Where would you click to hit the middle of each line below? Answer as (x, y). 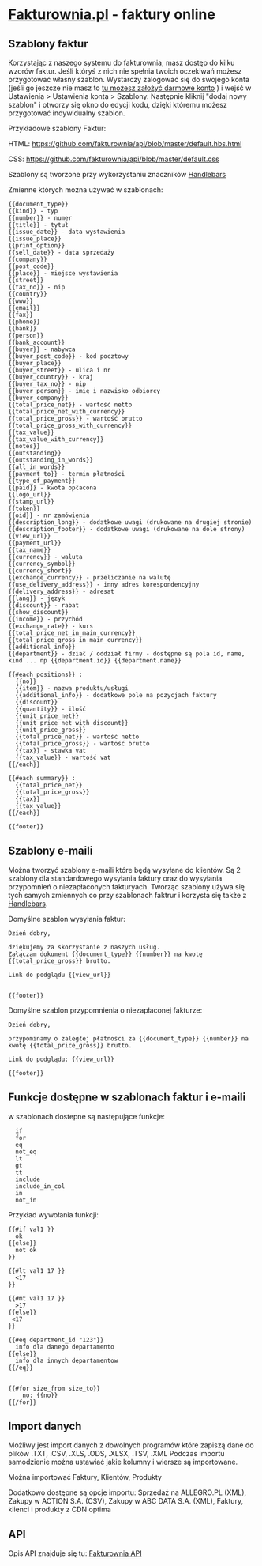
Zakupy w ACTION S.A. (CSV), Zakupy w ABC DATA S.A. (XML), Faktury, (125, 1501)
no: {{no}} (40, 1395)
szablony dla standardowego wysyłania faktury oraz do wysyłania (115, 878)
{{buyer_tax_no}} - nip (47, 384)
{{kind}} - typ (33, 211)
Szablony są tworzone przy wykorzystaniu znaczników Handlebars (117, 174)
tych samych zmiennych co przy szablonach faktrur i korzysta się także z (127, 895)
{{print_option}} (37, 246)
